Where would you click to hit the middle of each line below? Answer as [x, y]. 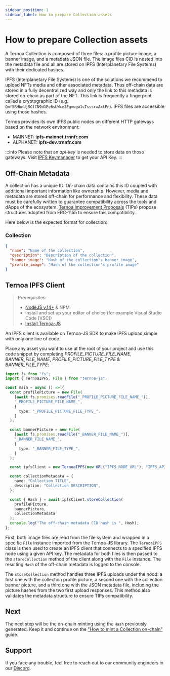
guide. [12, 634]
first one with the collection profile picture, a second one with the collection [84, 579]
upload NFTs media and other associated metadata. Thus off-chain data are [84, 85]
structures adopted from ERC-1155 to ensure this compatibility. [70, 213]
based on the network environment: [42, 127]
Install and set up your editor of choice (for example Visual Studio [93, 312]
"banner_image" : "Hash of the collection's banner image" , [73, 260]
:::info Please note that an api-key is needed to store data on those [75, 152]
